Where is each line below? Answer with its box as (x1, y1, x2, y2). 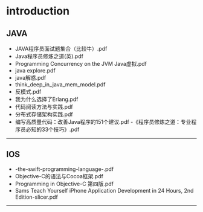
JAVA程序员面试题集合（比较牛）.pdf (14, 45, 108, 52)
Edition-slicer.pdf (14, 193, 59, 201)
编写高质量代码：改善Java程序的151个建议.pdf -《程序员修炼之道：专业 (14, 118, 192, 125)
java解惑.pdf (14, 74, 47, 81)
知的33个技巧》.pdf (31, 126, 80, 133)
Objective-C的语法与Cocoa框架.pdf (14, 172, 104, 179)
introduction (6, 4, 70, 18)
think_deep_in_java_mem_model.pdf (14, 81, 106, 88)
